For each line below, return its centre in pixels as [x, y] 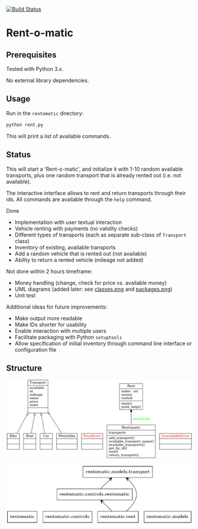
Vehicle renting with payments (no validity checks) [76, 228]
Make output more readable [48, 318]
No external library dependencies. [48, 80]
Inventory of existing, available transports [65, 247]
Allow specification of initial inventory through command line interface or [103, 343]
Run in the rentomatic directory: [45, 113]
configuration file [35, 349]
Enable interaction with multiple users [60, 330]
